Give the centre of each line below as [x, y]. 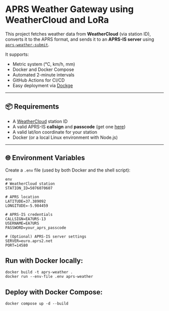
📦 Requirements [32, 107]
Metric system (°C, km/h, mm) [44, 64]
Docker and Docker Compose [43, 69]
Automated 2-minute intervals [43, 74]
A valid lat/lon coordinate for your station [55, 132]
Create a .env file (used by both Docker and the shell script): [68, 170]
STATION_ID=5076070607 [29, 188]
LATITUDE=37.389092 [26, 201]
